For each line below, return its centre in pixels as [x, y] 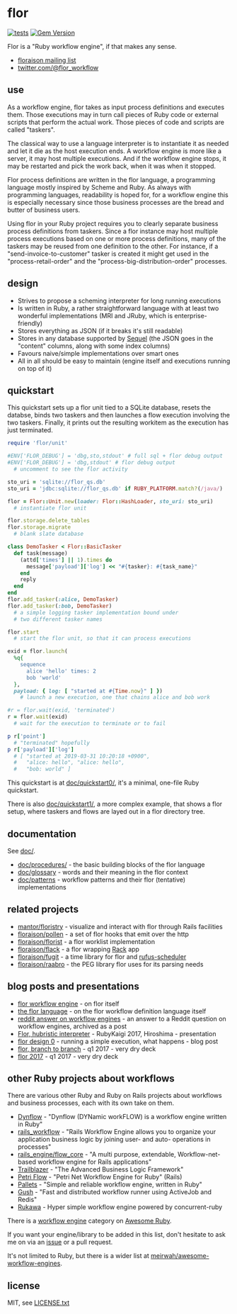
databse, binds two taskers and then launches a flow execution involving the [119, 415]
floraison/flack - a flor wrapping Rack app [79, 949]
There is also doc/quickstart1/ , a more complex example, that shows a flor [115, 804]
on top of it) [35, 368]
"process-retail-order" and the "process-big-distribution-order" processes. [117, 261]
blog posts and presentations [73, 987]
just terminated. [30, 430]
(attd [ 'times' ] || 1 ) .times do [66, 560]
